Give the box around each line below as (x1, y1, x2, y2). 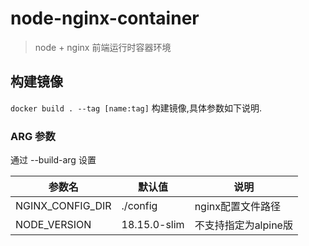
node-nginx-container (10, 7, 200, 30)
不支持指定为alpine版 (194, 218, 293, 232)
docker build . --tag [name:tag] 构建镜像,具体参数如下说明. (10, 102, 262, 114)
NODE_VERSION (15, 218, 92, 232)
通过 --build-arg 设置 (10, 154, 97, 166)
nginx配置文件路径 (194, 200, 281, 214)
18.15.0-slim (121, 218, 185, 232)
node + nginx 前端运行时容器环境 (34, 41, 172, 53)
